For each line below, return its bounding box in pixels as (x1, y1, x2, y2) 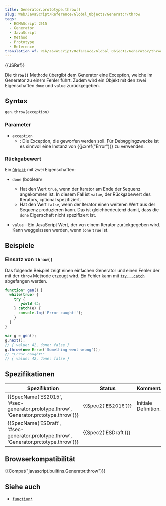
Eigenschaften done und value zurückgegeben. (5, 82, 100, 88)
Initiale (136, 399, 152, 406)
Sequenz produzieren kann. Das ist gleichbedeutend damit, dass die (19, 206, 159, 213)
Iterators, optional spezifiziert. (19, 196, 81, 202)
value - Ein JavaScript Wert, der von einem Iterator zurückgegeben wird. (12, 221, 161, 228)
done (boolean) (12, 176, 42, 182)
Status (99, 385, 116, 392)
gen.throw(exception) (5, 110, 50, 115)
